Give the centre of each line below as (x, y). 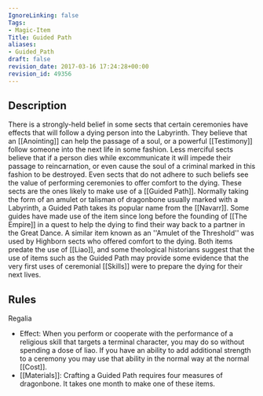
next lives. (25, 275)
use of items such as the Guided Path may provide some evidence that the (128, 258)
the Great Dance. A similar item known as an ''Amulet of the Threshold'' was (131, 233)
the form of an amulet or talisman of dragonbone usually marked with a (123, 200)
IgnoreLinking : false (44, 15)
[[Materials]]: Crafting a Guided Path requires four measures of (121, 376)
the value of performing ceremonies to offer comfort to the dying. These (125, 183)
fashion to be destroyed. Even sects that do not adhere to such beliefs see (128, 174)
